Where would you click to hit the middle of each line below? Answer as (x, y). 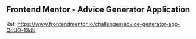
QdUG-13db (21, 30)
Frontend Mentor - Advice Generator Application (98, 10)
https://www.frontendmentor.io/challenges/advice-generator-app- (99, 24)
